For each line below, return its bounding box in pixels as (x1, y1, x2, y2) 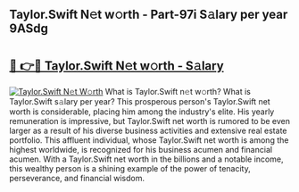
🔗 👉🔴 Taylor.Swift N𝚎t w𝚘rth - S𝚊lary (9, 58, 225, 73)
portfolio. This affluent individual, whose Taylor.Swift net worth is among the (9, 135, 289, 146)
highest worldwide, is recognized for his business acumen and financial (9, 145, 273, 154)
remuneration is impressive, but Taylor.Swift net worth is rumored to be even (9, 116, 290, 126)
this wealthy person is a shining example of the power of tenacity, (9, 163, 252, 173)
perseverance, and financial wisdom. (9, 173, 145, 183)
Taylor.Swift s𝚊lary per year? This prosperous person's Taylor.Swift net (9, 96, 270, 106)
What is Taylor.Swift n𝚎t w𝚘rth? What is (104, 87, 252, 96)
